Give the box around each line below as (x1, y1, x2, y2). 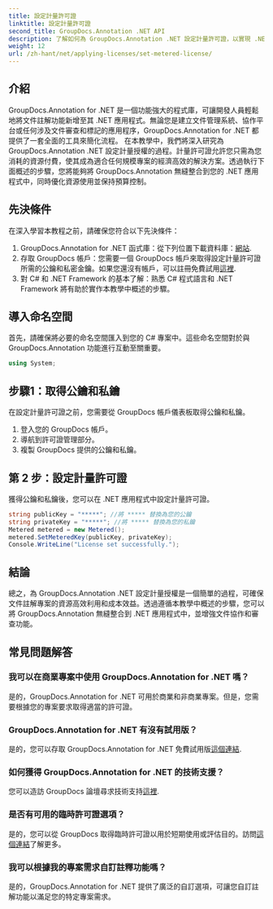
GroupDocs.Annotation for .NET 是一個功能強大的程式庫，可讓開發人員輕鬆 (8, 105, 259, 115)
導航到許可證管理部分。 (19, 435, 99, 445)
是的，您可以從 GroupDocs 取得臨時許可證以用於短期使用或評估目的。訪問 (8, 828, 258, 839)
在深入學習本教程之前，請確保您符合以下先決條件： (8, 226, 180, 235)
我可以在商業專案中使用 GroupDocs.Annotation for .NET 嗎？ (8, 671, 249, 683)
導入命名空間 (8, 310, 73, 324)
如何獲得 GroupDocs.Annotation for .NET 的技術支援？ (8, 766, 225, 778)
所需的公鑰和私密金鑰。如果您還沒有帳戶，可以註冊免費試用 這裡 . (19, 263, 236, 273)
